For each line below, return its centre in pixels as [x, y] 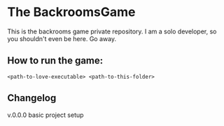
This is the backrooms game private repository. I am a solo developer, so [112, 31]
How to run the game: [55, 61]
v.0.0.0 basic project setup [45, 115]
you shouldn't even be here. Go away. [62, 38]
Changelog [32, 98]
